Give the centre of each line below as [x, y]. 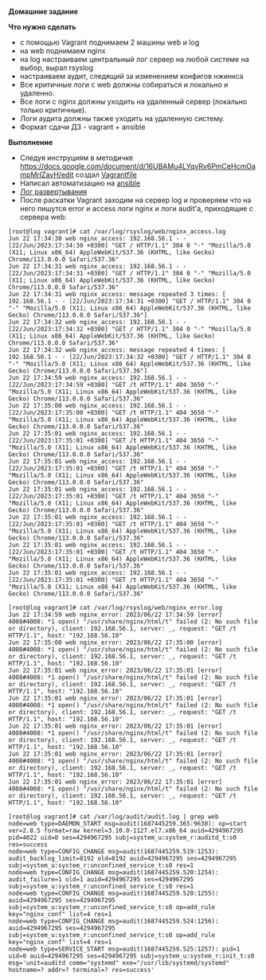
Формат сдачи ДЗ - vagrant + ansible [82, 127]
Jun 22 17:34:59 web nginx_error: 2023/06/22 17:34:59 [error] [115, 615]
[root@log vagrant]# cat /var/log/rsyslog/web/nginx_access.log [117, 232]
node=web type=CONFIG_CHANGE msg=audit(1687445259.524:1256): [113, 921]
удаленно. [37, 93]
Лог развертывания [53, 191]
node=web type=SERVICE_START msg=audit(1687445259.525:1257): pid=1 [124, 949]
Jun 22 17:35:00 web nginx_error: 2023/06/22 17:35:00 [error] [115, 642]
